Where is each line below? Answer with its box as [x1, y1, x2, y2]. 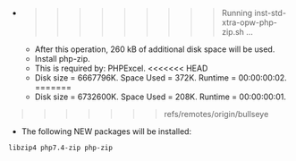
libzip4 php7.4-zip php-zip [8, 143, 114, 152]
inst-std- [253, 8, 287, 18]
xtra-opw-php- [221, 17, 278, 28]
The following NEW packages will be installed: [21, 126, 192, 137]
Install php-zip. [34, 54, 90, 64]
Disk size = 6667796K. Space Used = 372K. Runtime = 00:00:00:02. [34, 72, 287, 83]
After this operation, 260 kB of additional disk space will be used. [34, 44, 275, 55]
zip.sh [221, 27, 245, 37]
